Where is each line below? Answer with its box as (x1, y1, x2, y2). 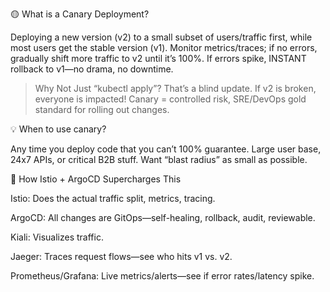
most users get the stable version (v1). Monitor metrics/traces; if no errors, (10, 42, 318, 53)
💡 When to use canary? (10, 123, 107, 135)
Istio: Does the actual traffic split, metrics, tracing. (10, 193, 216, 204)
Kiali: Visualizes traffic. (10, 231, 104, 243)
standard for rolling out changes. (34, 104, 170, 115)
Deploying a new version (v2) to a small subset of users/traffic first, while (10, 31, 313, 43)
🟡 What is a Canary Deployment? (10, 8, 150, 20)
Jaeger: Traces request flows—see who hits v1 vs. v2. (10, 251, 233, 262)
